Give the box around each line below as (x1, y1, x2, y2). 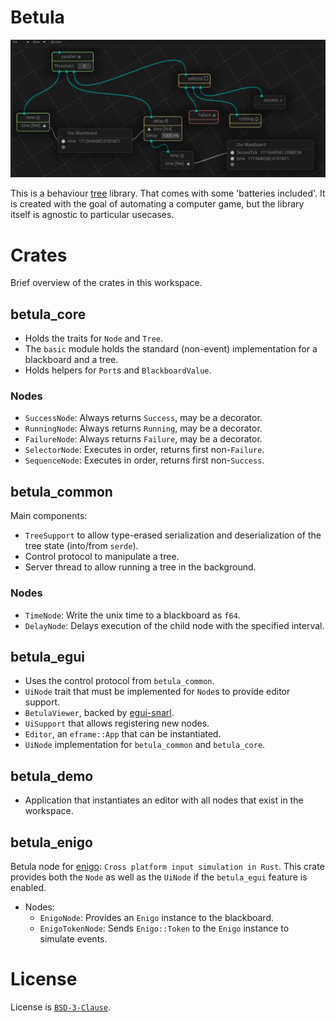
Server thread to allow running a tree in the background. (24, 561, 257, 573)
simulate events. (39, 933, 108, 945)
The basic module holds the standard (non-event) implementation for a (24, 343, 318, 355)
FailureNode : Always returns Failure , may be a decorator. (24, 433, 263, 445)
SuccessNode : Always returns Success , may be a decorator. (24, 412, 263, 424)
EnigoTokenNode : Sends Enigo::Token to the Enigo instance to (39, 922, 290, 935)
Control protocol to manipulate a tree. (24, 551, 180, 563)
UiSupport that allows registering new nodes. (24, 717, 210, 730)
